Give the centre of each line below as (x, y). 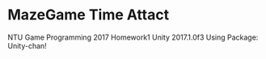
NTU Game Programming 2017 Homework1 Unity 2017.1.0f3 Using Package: (133, 37)
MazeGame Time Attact (89, 15)
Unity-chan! (27, 45)
